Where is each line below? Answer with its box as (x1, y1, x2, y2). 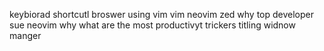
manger (9, 30, 42, 41)
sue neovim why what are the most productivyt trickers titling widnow (9, 19, 296, 31)
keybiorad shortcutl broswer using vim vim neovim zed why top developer (9, 9, 315, 20)
